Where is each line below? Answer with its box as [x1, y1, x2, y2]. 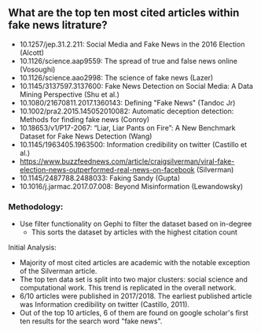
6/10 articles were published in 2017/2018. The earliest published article [19, 291, 252, 301]
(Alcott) [19, 47, 45, 57]
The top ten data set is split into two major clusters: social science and [19, 275, 248, 284]
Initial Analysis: [8, 243, 57, 253]
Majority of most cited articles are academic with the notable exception [19, 258, 250, 267]
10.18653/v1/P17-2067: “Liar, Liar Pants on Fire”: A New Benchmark [19, 123, 236, 132]
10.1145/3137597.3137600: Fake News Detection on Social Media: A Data [19, 81, 254, 90]
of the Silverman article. [19, 267, 97, 276]
